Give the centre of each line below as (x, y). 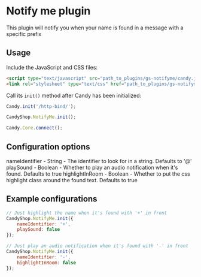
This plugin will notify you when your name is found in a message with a (95, 28)
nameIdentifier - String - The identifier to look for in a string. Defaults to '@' (99, 161)
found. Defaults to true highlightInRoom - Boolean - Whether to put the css (98, 174)
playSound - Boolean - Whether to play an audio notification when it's (92, 167)
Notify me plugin (48, 11)
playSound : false (39, 230)
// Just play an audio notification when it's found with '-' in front (97, 246)
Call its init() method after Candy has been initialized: (74, 95)
